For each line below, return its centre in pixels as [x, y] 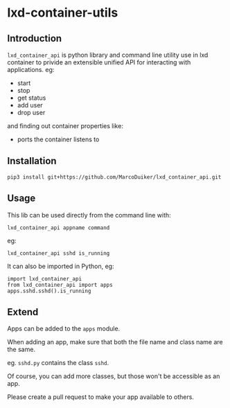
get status [32, 98]
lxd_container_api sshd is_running [59, 253]
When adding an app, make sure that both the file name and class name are [115, 342]
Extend [23, 312]
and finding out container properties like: [65, 126]
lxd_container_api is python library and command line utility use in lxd [108, 55]
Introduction [35, 38]
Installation [32, 161]
